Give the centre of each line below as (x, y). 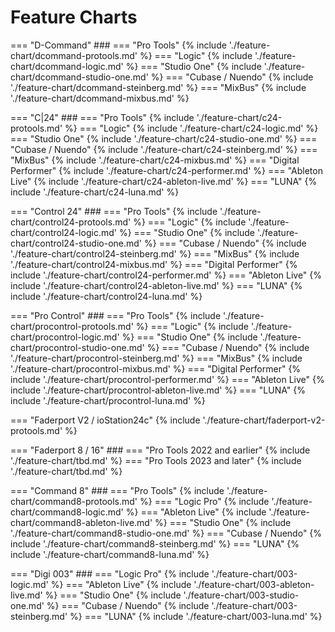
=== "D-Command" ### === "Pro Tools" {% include (118, 45)
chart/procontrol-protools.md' (72, 326)
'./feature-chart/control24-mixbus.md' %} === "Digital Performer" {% (154, 264)
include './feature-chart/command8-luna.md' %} (110, 554)
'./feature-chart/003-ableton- (254, 584)
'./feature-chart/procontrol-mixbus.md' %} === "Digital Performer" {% (156, 368)
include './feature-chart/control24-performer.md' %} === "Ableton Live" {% (166, 275)
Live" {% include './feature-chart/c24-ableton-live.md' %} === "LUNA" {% (164, 181)
